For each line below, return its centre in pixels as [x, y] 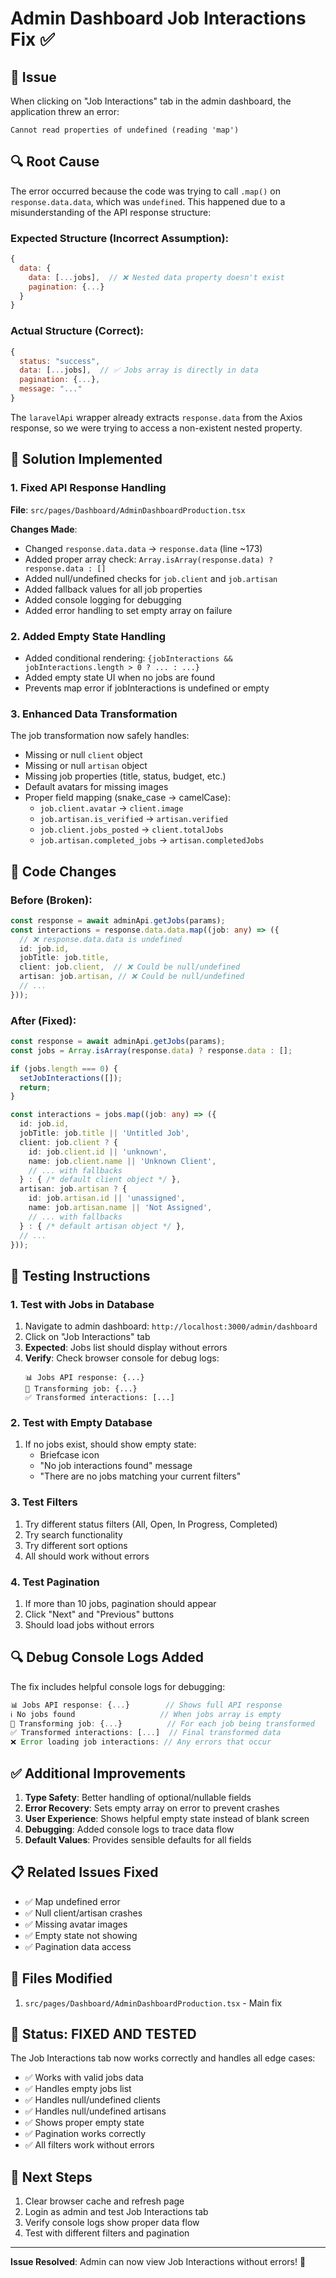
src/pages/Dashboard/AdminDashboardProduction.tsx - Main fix [153, 2003]
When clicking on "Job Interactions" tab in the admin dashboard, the [151, 101]
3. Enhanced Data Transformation [94, 714]
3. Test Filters [44, 1502]
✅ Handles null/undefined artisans [95, 2111]
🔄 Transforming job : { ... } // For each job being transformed [162, 1723]
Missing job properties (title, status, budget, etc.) [125, 776]
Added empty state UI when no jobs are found [120, 677]
